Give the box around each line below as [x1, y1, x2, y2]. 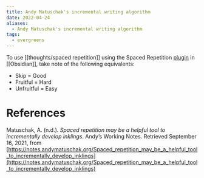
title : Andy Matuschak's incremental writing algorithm [6, 9, 151, 15]
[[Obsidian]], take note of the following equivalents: [6, 60, 135, 67]
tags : [6, 32, 20, 38]
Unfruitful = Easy [15, 85, 58, 92]
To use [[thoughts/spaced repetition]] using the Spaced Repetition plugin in [6, 54, 195, 61]
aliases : [6, 20, 29, 26]
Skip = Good [15, 72, 47, 79]
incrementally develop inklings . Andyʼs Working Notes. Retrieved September [6, 132, 197, 140]
